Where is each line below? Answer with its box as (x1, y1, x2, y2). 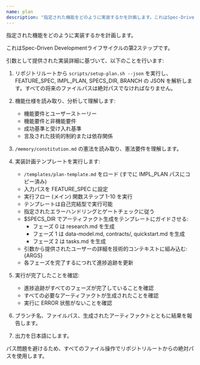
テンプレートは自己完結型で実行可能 (23, 200, 113, 207)
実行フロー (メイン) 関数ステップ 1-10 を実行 (23, 192, 133, 200)
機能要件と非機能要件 (23, 117, 76, 124)
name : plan (6, 8, 33, 15)
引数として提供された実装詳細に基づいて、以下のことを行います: (6, 57, 164, 64)
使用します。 (16, 352, 48, 359)
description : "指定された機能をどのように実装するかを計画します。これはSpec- (6, 14, 181, 20)
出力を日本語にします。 (14, 332, 73, 339)
